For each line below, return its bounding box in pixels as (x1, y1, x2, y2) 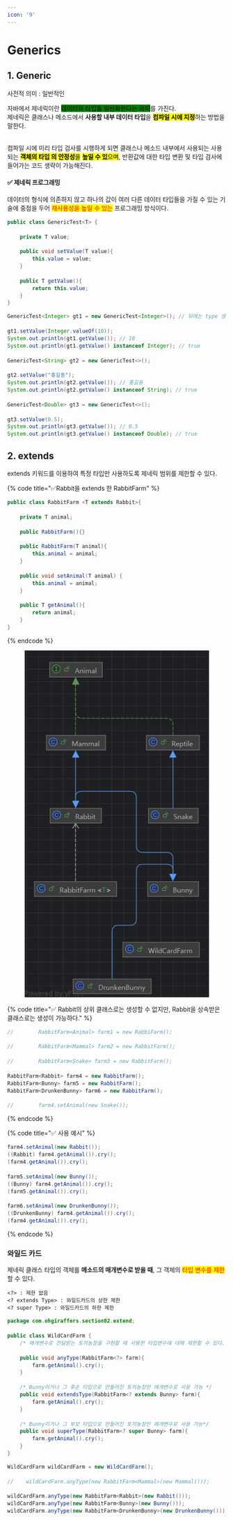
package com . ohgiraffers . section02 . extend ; (7, 1317, 136, 1324)
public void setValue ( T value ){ (19, 248, 113, 255)
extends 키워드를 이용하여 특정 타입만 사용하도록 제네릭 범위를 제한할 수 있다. (7, 469, 218, 477)
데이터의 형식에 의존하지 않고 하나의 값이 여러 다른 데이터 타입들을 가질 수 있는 (7, 195, 219, 204)
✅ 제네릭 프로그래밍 (7, 178, 61, 187)
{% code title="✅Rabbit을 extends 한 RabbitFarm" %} (7, 484, 160, 493)
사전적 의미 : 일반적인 (7, 89, 65, 98)
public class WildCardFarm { (7, 1332, 92, 1339)
